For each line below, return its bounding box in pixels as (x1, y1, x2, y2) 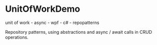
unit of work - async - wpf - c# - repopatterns (5, 20, 99, 25)
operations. (5, 34, 29, 40)
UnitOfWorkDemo (5, 3, 80, 15)
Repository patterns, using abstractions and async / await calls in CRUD (5, 29, 153, 35)
